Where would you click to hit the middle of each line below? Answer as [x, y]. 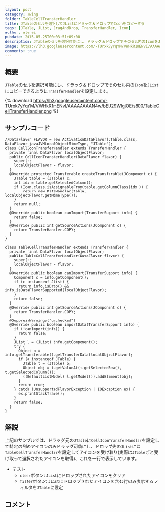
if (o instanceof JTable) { [47, 359]
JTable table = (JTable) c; [42, 178]
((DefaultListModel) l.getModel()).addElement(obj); [78, 377]
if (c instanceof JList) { [41, 282]
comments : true [21, 51]
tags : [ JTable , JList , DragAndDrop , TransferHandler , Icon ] [68, 28]
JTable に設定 [50, 487]
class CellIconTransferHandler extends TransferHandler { [66, 148]
